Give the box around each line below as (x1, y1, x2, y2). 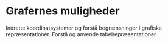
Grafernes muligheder (5, 4, 120, 18)
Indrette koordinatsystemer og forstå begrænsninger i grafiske (5, 24, 163, 31)
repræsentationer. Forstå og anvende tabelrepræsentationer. (5, 30, 158, 37)
